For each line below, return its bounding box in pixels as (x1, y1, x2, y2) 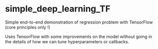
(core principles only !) (5, 24, 51, 30)
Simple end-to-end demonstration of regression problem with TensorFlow (5, 19, 153, 25)
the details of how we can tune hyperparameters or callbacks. (5, 38, 129, 44)
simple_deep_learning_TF (5, 3, 111, 14)
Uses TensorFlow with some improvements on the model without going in (5, 34, 152, 39)
